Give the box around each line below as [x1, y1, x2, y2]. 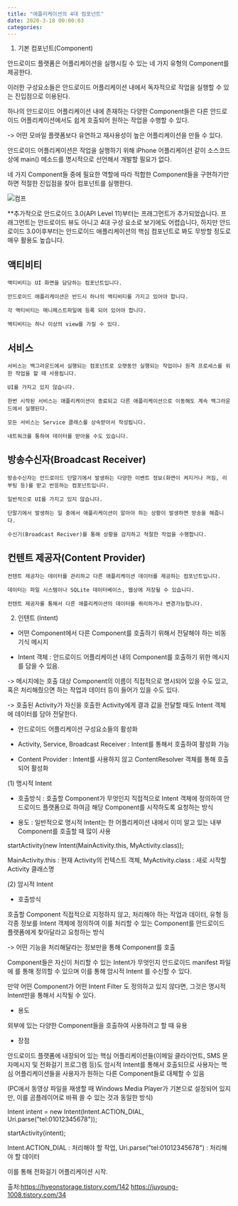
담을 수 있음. [25, 661, 60, 670]
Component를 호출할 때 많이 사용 [17, 826, 112, 836]
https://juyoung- [130, 1182, 179, 1191]
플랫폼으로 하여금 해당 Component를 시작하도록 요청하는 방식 [42, 803, 214, 811]
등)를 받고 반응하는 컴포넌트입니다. [20, 481, 109, 489]
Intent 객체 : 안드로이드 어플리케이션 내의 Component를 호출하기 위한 [17, 652, 211, 661]
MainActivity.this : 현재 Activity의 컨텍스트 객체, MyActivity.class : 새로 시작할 [7, 855, 227, 864]
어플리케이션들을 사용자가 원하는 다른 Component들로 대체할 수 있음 [14, 1069, 205, 1077]
